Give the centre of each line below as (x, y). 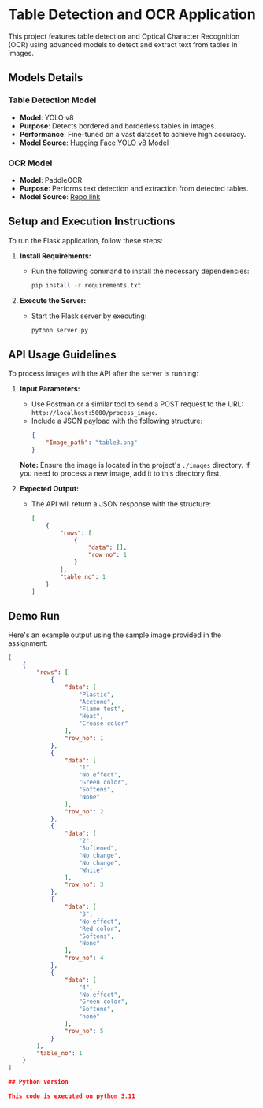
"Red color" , (100, 928)
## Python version (38, 1082)
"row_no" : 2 (84, 812)
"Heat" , (91, 717)
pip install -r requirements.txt (86, 285)
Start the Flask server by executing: (89, 316)
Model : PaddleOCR (51, 180)
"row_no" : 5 (84, 1031)
